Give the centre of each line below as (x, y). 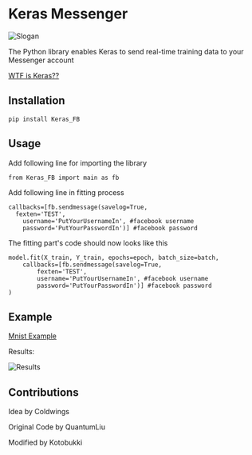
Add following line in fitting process (67, 192)
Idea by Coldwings (39, 412)
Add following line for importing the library (78, 163)
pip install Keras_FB (44, 119)
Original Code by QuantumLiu (57, 427)
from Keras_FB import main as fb (64, 178)
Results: (22, 352)
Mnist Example (33, 336)
